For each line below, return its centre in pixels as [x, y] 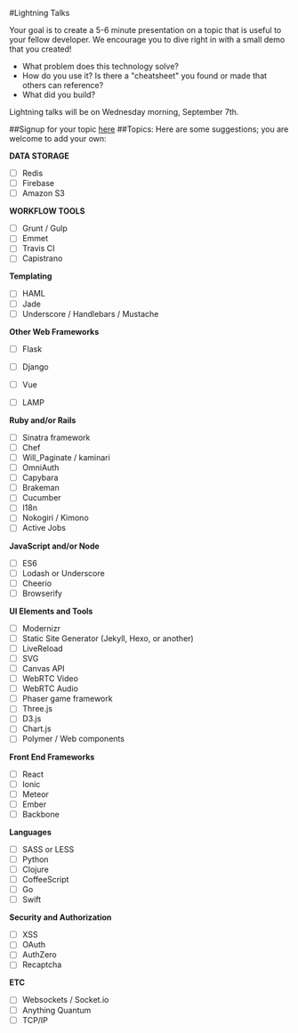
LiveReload [43, 648]
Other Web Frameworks [54, 331]
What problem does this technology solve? [101, 66]
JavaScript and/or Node [54, 546]
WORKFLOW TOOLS [47, 211]
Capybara [40, 478]
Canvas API [43, 668]
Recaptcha [42, 964]
